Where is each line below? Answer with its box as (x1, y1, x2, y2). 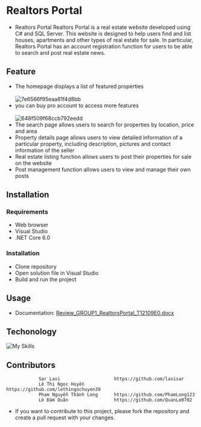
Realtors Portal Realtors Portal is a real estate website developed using (14, 23, 191, 31)
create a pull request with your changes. (14, 414, 116, 422)
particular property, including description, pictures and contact (14, 140, 171, 148)
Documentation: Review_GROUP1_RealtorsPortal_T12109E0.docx (14, 309, 175, 316)
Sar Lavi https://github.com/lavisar (38, 376, 185, 382)
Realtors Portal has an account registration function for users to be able (14, 43, 193, 50)
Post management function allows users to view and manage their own (14, 166, 191, 173)
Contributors (6, 360, 56, 370)
